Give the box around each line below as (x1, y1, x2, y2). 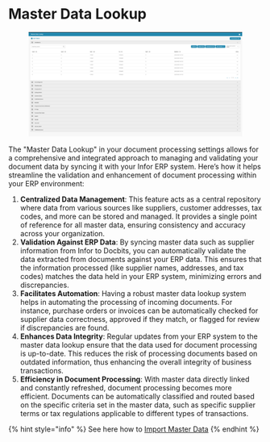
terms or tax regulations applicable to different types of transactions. (19, 408, 249, 418)
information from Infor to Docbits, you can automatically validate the (19, 245, 247, 255)
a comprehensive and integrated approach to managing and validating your (8, 152, 259, 162)
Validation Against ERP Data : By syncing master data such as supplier (19, 237, 255, 247)
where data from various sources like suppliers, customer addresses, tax (19, 202, 263, 212)
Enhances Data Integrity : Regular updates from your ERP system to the (19, 331, 258, 341)
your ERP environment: (8, 178, 85, 188)
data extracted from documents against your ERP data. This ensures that (19, 254, 262, 264)
